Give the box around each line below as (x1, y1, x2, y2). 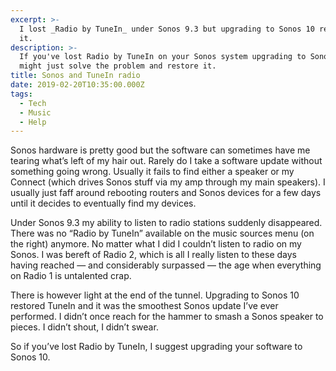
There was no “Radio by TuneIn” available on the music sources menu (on (10, 227, 315, 240)
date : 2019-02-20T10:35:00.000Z (10, 80, 145, 90)
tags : (10, 89, 33, 99)
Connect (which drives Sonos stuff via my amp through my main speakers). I (10, 176, 326, 188)
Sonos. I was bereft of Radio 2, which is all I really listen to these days (10, 249, 297, 261)
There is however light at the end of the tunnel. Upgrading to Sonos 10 (10, 289, 300, 301)
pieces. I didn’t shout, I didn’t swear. (10, 321, 159, 333)
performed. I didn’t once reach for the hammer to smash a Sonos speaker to (10, 311, 324, 323)
